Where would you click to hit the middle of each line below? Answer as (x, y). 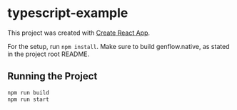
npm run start (29, 99)
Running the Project (52, 76)
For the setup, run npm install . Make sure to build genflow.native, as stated (118, 46)
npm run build (29, 93)
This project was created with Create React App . (79, 33)
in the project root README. (49, 54)
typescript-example (68, 13)
